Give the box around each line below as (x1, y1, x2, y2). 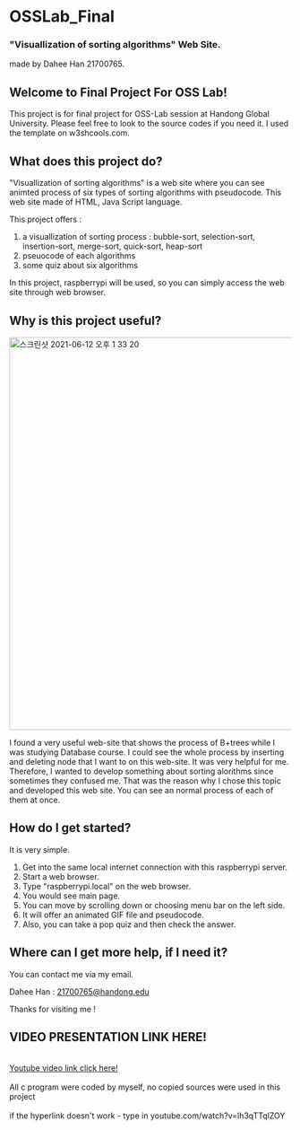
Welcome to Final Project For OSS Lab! (9, 84, 228, 100)
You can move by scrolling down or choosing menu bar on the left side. (21, 899, 286, 910)
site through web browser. (9, 287, 106, 298)
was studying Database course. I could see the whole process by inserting (9, 747, 285, 758)
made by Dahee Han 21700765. (9, 58, 125, 69)
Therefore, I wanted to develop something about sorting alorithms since (9, 766, 274, 776)
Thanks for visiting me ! (9, 1003, 97, 1014)
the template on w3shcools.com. (9, 127, 130, 138)
